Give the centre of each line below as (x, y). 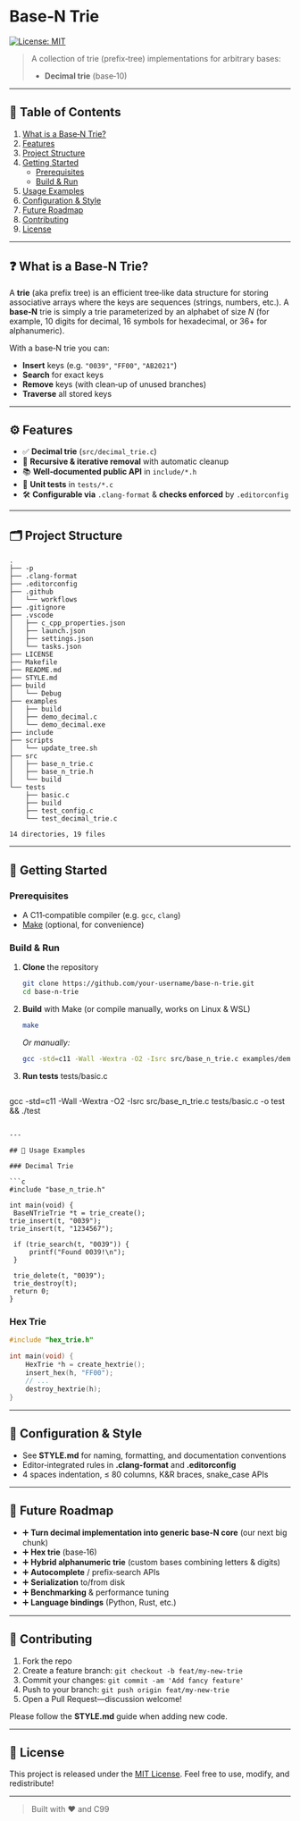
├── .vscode (31, 615)
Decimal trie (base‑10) (86, 76)
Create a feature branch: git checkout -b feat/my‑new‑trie (132, 1670)
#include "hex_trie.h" (51, 1340)
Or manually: (46, 1042)
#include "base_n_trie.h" (57, 1189)
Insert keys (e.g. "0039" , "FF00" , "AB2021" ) (100, 365)
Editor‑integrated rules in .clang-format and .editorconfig (129, 1464)
